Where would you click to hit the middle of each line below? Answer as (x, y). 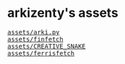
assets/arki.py (34, 32)
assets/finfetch (35, 39)
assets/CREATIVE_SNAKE (47, 46)
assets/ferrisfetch (41, 53)
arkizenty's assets (63, 13)
